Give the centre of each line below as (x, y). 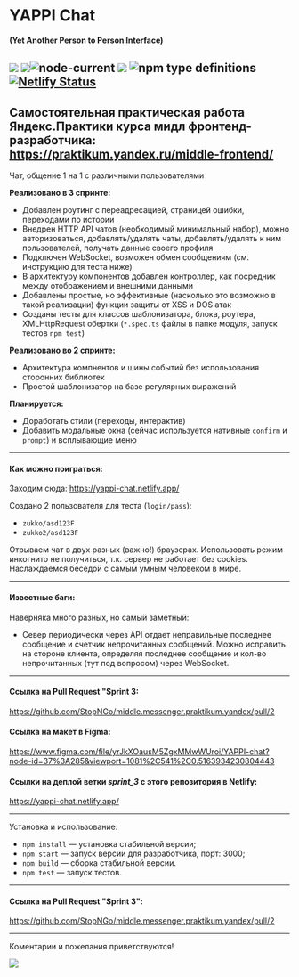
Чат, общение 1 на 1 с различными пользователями (107, 175)
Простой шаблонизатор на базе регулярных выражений (129, 387)
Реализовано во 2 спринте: (62, 350)
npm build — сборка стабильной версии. (99, 863)
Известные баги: (42, 597)
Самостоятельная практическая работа (127, 112)
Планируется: (36, 404)
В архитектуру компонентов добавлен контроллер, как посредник (149, 276)
